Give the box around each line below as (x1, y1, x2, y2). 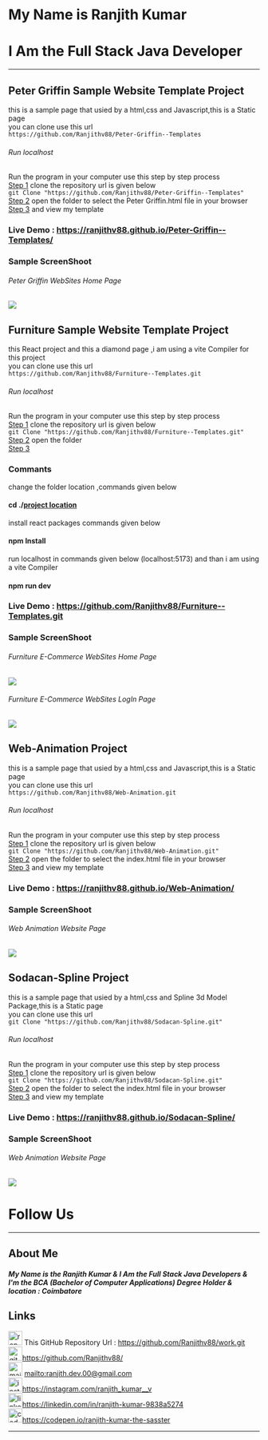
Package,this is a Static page (8, 1000, 104, 1010)
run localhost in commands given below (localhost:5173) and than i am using (8, 554, 259, 563)
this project (8, 353, 45, 362)
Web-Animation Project (8, 742, 128, 756)
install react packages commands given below (8, 518, 161, 527)
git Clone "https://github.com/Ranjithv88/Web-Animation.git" (8, 847, 219, 855)
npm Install (8, 536, 46, 546)
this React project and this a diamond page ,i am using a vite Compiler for (8, 344, 250, 353)
